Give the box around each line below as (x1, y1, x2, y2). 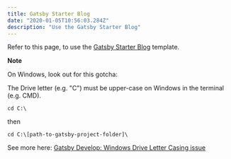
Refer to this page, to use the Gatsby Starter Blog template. (7, 43, 180, 52)
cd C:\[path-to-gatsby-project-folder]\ (7, 131, 129, 139)
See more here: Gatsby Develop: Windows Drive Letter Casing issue (7, 143, 206, 152)
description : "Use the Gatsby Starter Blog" (7, 23, 141, 30)
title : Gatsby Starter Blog (7, 10, 91, 18)
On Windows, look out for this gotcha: (7, 70, 118, 78)
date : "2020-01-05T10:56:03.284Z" (7, 17, 110, 24)
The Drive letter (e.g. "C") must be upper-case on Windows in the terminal (7, 84, 225, 93)
